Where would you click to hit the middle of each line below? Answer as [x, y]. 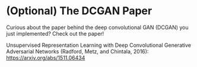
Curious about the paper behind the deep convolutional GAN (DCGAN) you [97, 27]
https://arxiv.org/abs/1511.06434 [46, 58]
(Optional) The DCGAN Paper [79, 11]
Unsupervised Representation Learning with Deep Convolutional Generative [99, 45]
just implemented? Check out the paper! [55, 33]
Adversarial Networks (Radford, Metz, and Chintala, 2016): [77, 51]
